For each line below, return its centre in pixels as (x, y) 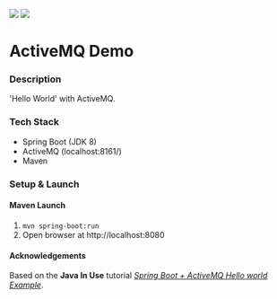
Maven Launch (37, 206)
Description (35, 79)
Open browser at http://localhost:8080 (93, 234)
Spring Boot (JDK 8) (59, 141)
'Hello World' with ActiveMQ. (62, 99)
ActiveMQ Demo (72, 52)
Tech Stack (35, 122)
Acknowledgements (48, 255)
